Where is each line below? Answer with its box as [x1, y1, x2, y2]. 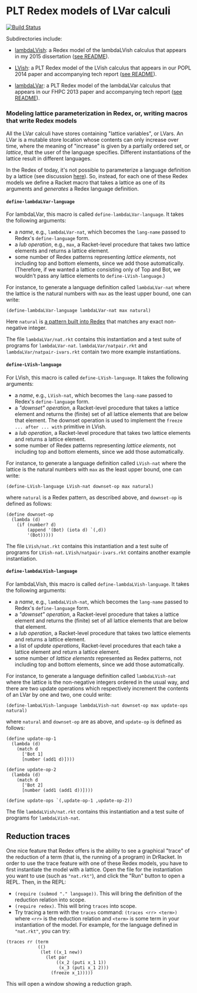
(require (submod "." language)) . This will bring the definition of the [14, 890, 182, 897]
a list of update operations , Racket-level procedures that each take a [14, 642, 181, 649]
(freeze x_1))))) [51, 969, 94, 976]
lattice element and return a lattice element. [14, 648, 121, 656]
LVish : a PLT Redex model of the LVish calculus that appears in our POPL [14, 64, 192, 71]
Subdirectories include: [6, 35, 63, 42]
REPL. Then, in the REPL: [6, 878, 66, 886]
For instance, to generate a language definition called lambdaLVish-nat [6, 672, 176, 679]
